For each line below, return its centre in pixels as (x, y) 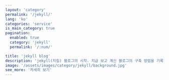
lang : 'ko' (17, 19)
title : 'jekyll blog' (28, 56)
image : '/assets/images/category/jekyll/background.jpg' (66, 65)
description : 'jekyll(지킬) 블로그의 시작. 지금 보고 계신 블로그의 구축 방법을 (80, 60)
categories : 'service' (29, 24)
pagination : (18, 33)
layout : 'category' (26, 10)
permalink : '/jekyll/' (29, 14)
